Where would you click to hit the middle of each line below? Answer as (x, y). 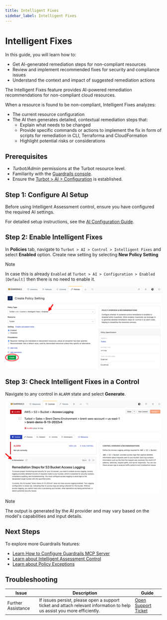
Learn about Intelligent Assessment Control (57, 559)
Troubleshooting (32, 579)
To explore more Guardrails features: (43, 544)
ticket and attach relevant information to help (85, 606)
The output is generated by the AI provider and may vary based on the (77, 511)
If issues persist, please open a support (79, 600)
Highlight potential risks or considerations (62, 141)
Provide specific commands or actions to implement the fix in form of (90, 130)
